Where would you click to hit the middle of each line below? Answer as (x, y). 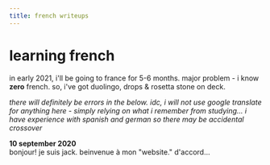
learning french (62, 55)
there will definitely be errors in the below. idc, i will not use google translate (135, 102)
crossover (26, 128)
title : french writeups (49, 16)
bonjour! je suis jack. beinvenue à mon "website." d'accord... (110, 152)
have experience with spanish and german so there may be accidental (127, 119)
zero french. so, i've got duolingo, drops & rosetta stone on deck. (118, 86)
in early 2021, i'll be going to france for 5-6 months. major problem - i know (134, 78)
